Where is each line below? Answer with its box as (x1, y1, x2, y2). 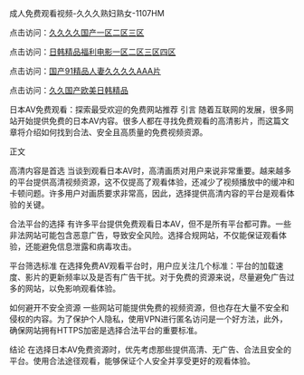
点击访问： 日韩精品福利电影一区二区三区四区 (9, 46, 176, 57)
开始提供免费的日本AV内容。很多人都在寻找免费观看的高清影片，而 (16, 116, 266, 126)
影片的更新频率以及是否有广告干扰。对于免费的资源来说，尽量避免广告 (24, 272, 287, 283)
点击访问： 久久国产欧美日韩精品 (9, 85, 128, 95)
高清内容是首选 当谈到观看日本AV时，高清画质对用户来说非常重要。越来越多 (9, 166, 292, 176)
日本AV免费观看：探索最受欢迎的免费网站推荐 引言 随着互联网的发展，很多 (9, 104, 287, 115)
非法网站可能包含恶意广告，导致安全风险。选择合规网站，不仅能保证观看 (9, 230, 279, 240)
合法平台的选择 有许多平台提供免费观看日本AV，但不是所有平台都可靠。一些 (9, 218, 292, 229)
